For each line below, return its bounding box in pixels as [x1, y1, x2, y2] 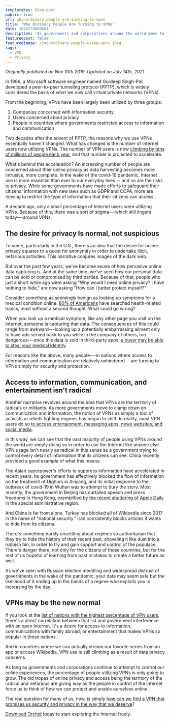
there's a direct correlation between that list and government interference [5, 617, 159, 623]
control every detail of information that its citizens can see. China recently [5, 452, 160, 458]
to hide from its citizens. [5, 521, 56, 527]
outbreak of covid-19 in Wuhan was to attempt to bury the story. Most [5, 484, 151, 490]
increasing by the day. [5, 584, 52, 590]
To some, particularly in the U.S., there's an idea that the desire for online [5, 243, 158, 249]
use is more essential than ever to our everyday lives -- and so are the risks [5, 178, 163, 184]
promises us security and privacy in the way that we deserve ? [5, 701, 135, 707]
